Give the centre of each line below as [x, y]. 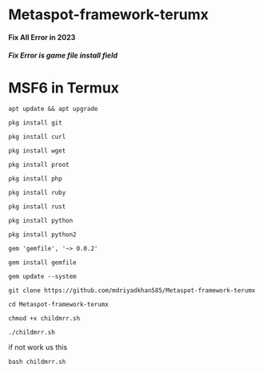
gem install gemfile [43, 263]
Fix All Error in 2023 [42, 37]
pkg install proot [39, 165]
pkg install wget [37, 151]
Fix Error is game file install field [63, 55]
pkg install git [35, 123]
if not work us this [38, 347]
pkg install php [35, 179]
